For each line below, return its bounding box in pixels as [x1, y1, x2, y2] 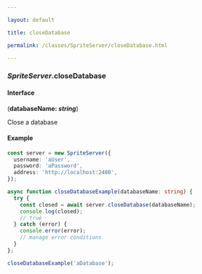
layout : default [7, 16, 55, 23]
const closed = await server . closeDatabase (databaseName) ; [20, 201, 196, 208]
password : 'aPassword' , [13, 162, 83, 169]
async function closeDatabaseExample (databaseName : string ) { [7, 188, 193, 195]
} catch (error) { [13, 221, 68, 228]
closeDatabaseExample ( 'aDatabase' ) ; [7, 259, 114, 267]
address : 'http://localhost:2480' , [13, 169, 118, 176]
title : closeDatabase [7, 29, 71, 36]
